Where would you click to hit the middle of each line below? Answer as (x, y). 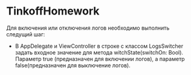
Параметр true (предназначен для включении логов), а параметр (100, 59)
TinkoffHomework (53, 11)
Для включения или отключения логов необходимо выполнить (88, 28)
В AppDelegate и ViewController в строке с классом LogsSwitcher (99, 46)
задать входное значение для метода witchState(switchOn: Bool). (99, 52)
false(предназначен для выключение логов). (73, 65)
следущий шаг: (26, 34)
